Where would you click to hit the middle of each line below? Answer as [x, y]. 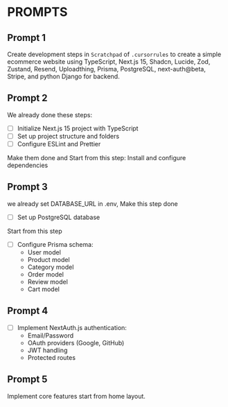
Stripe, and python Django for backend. [63, 76]
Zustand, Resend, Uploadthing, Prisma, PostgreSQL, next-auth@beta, [107, 69]
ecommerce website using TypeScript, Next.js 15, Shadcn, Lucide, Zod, [109, 62]
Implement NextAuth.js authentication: [72, 327]
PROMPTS [37, 12]
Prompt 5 [27, 380]
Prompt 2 [27, 98]
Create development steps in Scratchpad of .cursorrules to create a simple [114, 54]
